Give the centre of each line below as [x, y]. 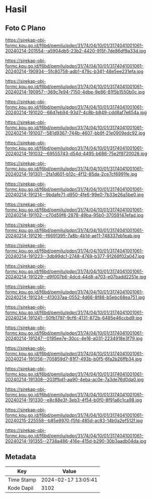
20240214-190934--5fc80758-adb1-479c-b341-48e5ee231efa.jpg [74, 71]
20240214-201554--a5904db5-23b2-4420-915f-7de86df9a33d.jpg [75, 51]
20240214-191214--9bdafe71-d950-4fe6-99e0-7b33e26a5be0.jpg [74, 195]
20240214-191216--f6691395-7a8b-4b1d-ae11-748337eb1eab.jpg [73, 236]
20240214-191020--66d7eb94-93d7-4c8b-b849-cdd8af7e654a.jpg [76, 112]
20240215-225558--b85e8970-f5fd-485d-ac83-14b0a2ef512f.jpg [74, 420]
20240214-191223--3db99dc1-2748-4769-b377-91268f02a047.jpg [75, 256]
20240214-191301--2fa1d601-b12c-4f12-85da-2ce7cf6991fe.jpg [71, 174]
